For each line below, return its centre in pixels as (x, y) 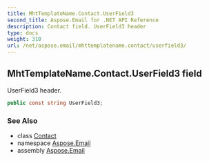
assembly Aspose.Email (51, 150)
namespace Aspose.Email (54, 143)
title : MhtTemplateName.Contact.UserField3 (71, 13)
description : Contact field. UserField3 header (77, 26)
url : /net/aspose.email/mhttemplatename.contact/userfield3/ (97, 46)
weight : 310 (24, 39)
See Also (22, 120)
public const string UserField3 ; (55, 103)
